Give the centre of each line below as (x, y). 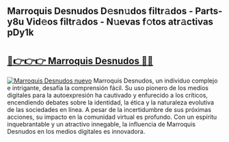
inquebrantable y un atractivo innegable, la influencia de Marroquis (102, 124)
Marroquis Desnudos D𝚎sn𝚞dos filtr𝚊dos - (100, 11)
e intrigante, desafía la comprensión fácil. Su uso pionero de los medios (108, 88)
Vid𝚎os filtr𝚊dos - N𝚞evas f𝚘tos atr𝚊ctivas (120, 22)
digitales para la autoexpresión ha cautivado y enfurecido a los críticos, (108, 95)
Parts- (208, 11)
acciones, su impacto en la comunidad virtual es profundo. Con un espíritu (112, 117)
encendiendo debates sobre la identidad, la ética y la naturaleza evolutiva (110, 102)
